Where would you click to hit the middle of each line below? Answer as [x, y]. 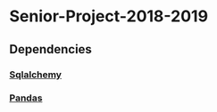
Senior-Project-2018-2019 [108, 16]
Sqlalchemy [36, 75]
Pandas [26, 98]
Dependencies [50, 49]
